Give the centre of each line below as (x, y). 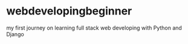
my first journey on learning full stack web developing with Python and (94, 28)
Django (15, 34)
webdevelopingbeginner (69, 11)
